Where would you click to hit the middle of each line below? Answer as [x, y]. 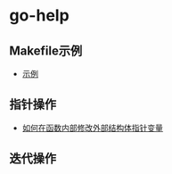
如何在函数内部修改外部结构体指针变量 [92, 128]
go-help [39, 16]
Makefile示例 [46, 50]
